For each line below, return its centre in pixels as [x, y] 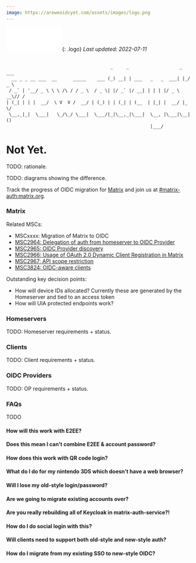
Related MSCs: [24, 224]
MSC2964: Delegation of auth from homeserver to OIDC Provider [95, 242]
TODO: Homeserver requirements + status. [59, 332]
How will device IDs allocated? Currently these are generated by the [98, 290]
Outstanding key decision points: [46, 279]
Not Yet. [27, 150]
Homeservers [26, 318]
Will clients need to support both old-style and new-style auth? [86, 540]
